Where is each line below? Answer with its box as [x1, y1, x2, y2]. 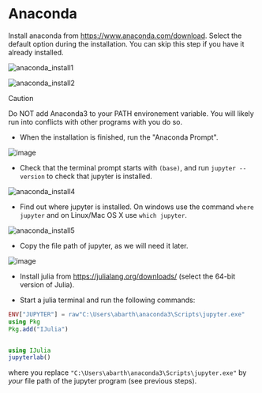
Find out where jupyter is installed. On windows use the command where [19, 202, 254, 211]
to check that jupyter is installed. [46, 171, 152, 181]
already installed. [8, 47, 65, 57]
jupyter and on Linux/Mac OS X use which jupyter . [19, 210, 188, 219]
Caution [8, 93, 34, 103]
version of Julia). [19, 279, 75, 289]
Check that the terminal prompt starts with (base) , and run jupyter [19, 163, 237, 172]
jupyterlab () [8, 354, 51, 361]
